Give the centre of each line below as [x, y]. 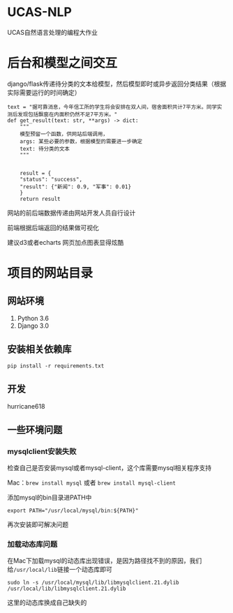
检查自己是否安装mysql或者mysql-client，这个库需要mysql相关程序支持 [110, 468]
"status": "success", [51, 179]
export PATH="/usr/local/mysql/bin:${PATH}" [73, 511]
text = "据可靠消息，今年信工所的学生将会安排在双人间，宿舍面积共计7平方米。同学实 [115, 107]
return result [40, 199]
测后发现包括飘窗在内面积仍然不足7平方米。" [62, 114]
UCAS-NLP [39, 12]
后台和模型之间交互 [62, 63]
